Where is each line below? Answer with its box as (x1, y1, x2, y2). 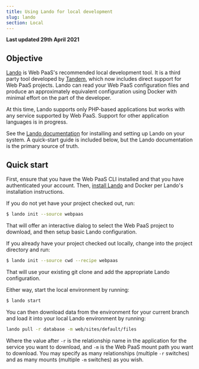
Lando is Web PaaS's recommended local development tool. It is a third (6, 69, 181, 76)
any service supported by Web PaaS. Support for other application (6, 112, 169, 119)
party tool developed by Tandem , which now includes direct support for (6, 75, 182, 83)
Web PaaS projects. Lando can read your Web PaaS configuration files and (6, 81, 189, 89)
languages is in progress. (6, 118, 68, 125)
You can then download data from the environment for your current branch (6, 308, 189, 316)
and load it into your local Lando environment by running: (6, 314, 146, 321)
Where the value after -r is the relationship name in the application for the (6, 337, 187, 344)
